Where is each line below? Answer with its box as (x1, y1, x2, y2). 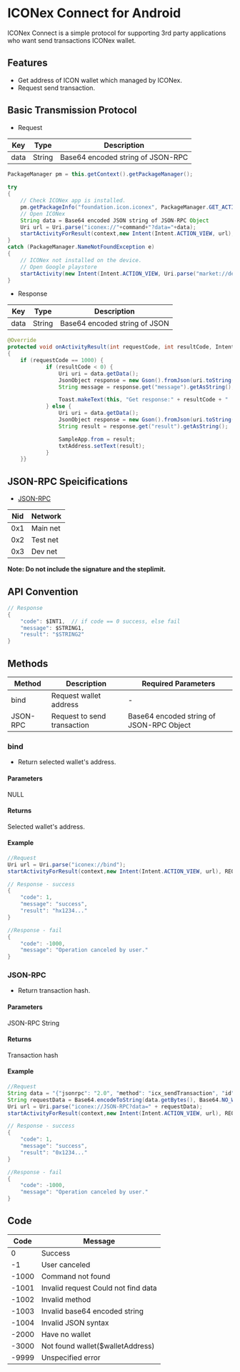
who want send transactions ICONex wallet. (7, 36, 136, 44)
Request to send (51, 711, 106, 721)
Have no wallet (41, 1329, 91, 1339)
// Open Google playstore (20, 263, 98, 271)
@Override (7, 337, 37, 344)
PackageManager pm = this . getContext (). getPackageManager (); (7, 170, 194, 178)
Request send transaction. (17, 84, 95, 92)
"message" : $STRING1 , (20, 624, 84, 631)
